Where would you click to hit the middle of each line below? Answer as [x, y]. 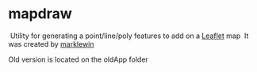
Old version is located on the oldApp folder [78, 59]
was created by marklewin [51, 44]
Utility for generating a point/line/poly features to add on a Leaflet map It [129, 36]
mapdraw [40, 14]
